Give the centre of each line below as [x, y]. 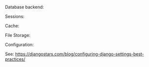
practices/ [15, 59]
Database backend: [25, 7]
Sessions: [15, 16]
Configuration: [19, 45]
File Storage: [18, 35]
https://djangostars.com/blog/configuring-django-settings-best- [80, 54]
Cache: [12, 26]
